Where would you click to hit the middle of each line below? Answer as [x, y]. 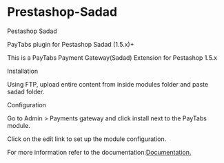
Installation [23, 71]
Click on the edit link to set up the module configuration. [87, 139]
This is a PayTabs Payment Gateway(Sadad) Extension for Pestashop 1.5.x [112, 57]
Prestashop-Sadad [62, 12]
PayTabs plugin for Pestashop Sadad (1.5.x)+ [71, 44]
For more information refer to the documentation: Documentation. [99, 152]
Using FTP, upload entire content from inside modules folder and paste [108, 84]
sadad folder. [26, 91]
